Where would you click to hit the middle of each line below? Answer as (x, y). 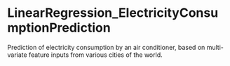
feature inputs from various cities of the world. (95, 55)
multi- (215, 47)
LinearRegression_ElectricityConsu (113, 13)
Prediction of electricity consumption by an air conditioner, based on (106, 47)
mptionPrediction (59, 28)
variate (17, 55)
